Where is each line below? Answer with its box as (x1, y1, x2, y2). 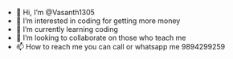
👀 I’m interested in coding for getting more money (15, 16, 181, 26)
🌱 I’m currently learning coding (15, 25, 119, 33)
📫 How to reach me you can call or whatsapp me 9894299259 (15, 42, 226, 51)
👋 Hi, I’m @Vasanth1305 (15, 8, 95, 17)
